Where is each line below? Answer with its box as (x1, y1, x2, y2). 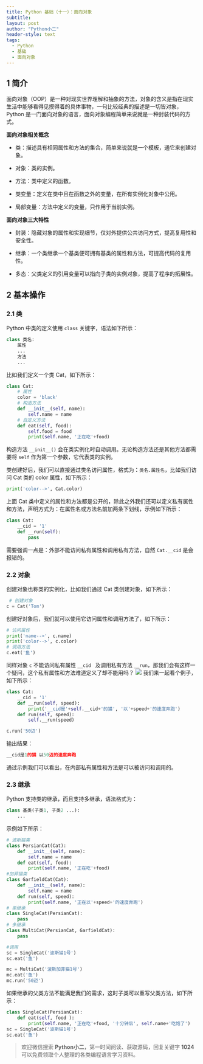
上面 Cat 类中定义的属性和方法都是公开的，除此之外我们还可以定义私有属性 (6, 498, 194, 505)
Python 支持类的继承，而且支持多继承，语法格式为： (6, 795, 138, 803)
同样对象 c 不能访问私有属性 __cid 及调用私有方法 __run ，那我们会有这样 (6, 662, 190, 669)
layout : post (6, 20, 40, 26)
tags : (6, 37, 20, 43)
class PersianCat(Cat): (6, 843, 67, 849)
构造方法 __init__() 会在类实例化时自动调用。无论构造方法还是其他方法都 (6, 446, 191, 453)
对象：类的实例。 (15, 165, 58, 172)
